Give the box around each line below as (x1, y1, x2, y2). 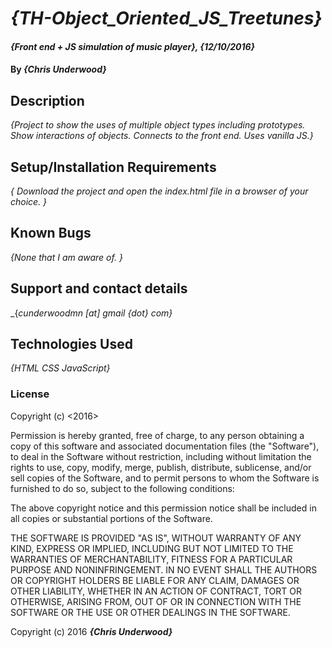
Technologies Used (10, 336, 133, 353)
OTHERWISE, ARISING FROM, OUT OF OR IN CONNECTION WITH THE (10, 595, 302, 607)
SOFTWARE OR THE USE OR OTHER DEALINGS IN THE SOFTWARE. (10, 606, 291, 618)
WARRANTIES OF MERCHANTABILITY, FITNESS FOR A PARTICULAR (10, 553, 293, 565)
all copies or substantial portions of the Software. (10, 512, 213, 524)
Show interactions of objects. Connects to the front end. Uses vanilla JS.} (10, 130, 314, 142)
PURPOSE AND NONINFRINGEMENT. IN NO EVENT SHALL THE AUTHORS (10, 563, 318, 576)
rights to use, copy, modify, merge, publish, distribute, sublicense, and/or (10, 461, 312, 473)
